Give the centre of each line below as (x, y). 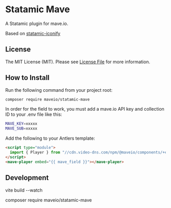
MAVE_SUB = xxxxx (21, 128)
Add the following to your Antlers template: (50, 138)
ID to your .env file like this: (34, 114)
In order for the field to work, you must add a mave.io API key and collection (85, 109)
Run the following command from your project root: (59, 90)
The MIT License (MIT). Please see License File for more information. (78, 62)
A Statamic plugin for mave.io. (37, 23)
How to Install (27, 78)
